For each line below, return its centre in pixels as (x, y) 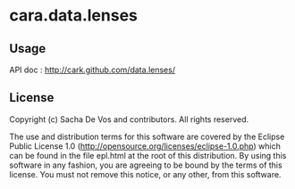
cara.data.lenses (74, 16)
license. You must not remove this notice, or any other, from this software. (145, 174)
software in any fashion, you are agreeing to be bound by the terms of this (146, 165)
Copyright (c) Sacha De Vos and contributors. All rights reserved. (129, 119)
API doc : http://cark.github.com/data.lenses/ (93, 70)
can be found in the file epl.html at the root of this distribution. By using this (148, 155)
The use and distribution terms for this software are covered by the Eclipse (147, 136)
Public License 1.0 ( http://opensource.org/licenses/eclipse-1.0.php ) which (145, 146)
